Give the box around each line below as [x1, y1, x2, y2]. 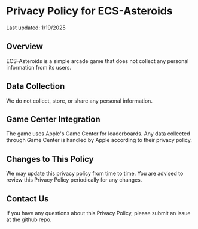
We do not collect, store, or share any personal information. [6, 97, 153, 104]
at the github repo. [6, 216, 52, 223]
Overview [6, 41, 44, 52]
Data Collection [6, 81, 65, 91]
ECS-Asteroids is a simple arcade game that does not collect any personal [6, 57, 189, 64]
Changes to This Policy [6, 154, 94, 164]
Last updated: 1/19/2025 [6, 24, 66, 31]
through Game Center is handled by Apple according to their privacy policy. [6, 137, 193, 144]
